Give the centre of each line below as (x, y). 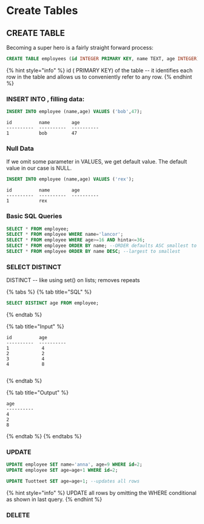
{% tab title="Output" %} (37, 393)
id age (27, 338)
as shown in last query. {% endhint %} (54, 499)
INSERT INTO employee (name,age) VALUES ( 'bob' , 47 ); (74, 112)
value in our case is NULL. (39, 168)
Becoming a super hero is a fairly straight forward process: (80, 47)
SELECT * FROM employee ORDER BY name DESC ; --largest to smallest (93, 252)
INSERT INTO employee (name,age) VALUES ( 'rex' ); (70, 179)
